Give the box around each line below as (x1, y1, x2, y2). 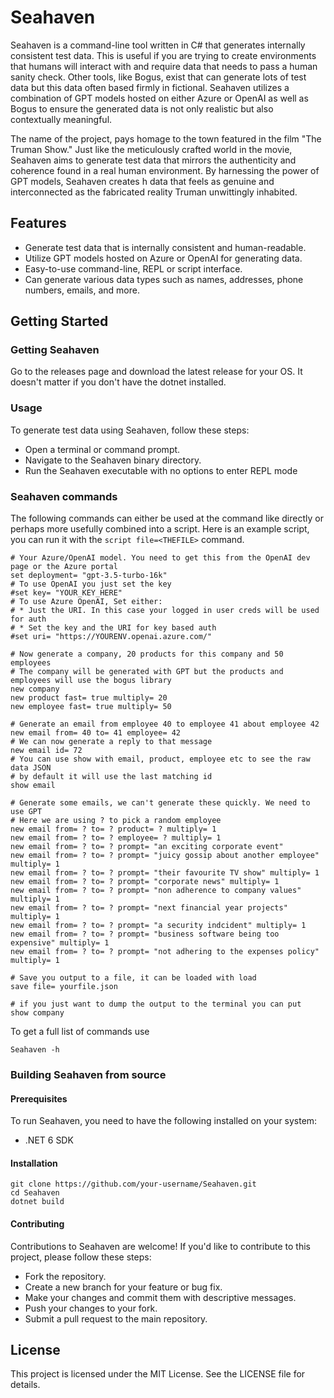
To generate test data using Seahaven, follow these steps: (10, 424, 250, 436)
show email (10, 781, 56, 791)
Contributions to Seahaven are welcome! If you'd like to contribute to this (10, 1240, 311, 1252)
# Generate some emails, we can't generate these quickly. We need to (10, 798, 311, 808)
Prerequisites (10, 1092, 68, 1105)
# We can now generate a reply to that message (10, 737, 213, 747)
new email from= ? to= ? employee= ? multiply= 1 (10, 833, 222, 843)
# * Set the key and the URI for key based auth (10, 623, 217, 633)
